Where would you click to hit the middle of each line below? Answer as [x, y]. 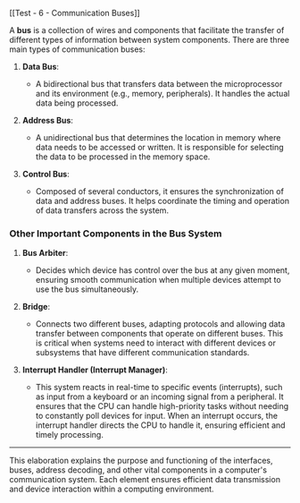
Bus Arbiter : [45, 253]
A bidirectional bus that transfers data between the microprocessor [159, 84]
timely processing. [70, 435]
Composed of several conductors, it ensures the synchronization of [159, 191]
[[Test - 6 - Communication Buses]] [75, 13]
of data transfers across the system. [102, 210]
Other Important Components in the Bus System [116, 234]
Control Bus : [46, 174]
